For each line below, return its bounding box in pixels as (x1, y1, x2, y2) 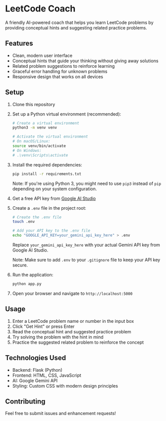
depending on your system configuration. (12, 185, 97, 192)
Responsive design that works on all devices (12, 73, 103, 80)
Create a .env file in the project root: (12, 205, 87, 211)
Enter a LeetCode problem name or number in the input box (12, 318, 134, 324)
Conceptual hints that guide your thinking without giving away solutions (12, 58, 159, 64)
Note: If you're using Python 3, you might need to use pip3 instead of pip (12, 180, 162, 186)
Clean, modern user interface (12, 52, 73, 58)
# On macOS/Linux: (12, 139, 51, 144)
